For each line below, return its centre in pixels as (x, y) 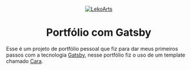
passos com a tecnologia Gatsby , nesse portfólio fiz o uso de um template (96, 55)
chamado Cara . (25, 61)
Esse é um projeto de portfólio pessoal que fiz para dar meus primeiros (92, 48)
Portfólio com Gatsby (99, 33)
